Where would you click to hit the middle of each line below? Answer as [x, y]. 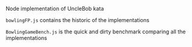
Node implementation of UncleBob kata [55, 9]
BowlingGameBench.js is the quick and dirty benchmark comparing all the [96, 32]
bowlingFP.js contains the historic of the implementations [78, 20]
